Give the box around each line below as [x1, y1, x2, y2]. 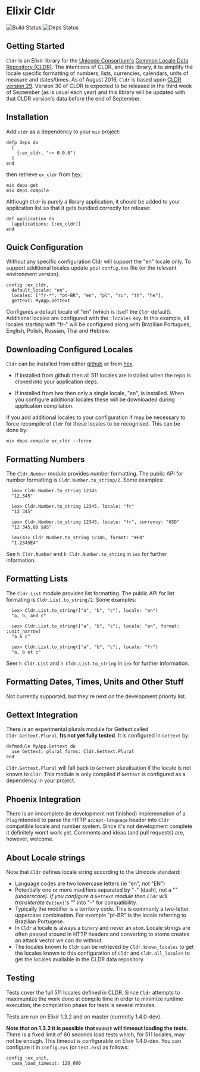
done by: [6, 427, 28, 434]
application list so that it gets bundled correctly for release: [6, 204, 151, 211]
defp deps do [6, 139, 39, 145]
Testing [6, 973, 35, 983]
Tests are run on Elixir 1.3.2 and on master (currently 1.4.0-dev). [6, 1013, 162, 1020]
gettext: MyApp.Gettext [11, 298, 70, 304]
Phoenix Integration [6, 794, 82, 804]
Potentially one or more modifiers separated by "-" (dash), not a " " [14, 886, 178, 893]
